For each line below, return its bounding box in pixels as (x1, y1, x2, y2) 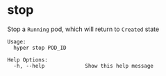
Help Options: (7, 56, 49, 64)
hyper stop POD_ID (13, 44, 67, 51)
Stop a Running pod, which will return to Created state (7, 25, 160, 33)
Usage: (7, 38, 26, 45)
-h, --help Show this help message (13, 62, 154, 69)
